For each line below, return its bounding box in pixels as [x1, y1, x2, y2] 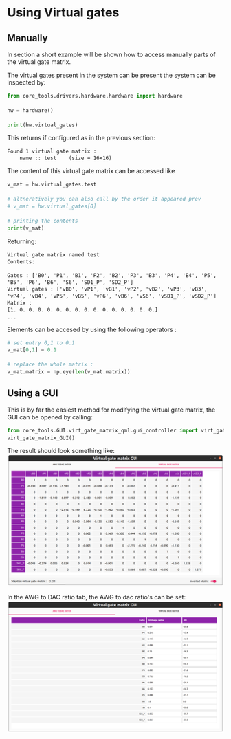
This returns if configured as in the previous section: [7, 134, 156, 142]
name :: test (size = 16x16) [19, 155, 112, 162]
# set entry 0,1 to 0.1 [7, 339, 76, 346]
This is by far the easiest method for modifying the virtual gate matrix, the [7, 406, 216, 414]
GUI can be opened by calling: [7, 412, 93, 421]
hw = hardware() [7, 107, 54, 114]
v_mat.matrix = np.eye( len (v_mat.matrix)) [7, 368, 131, 375]
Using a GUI [7, 387, 58, 399]
